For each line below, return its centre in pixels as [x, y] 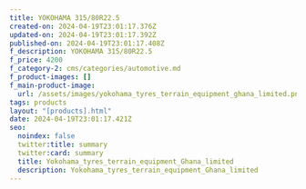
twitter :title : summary [62, 144]
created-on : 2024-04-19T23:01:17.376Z [83, 26]
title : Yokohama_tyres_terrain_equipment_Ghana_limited [126, 161]
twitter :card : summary [61, 153]
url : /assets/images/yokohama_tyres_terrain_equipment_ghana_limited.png [160, 94]
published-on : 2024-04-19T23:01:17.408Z [87, 43]
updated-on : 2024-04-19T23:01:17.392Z [83, 35]
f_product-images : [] [51, 77]
